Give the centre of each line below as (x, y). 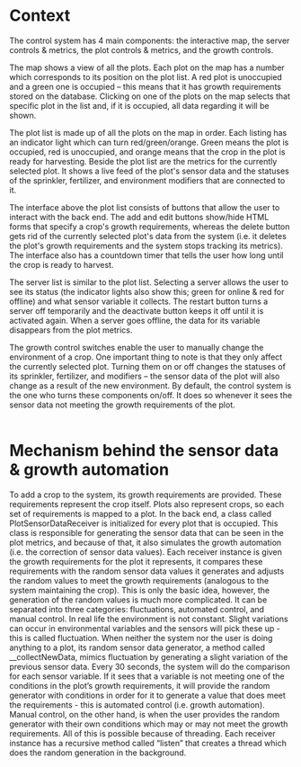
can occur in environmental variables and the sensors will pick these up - (145, 628)
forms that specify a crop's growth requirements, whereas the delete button (150, 227)
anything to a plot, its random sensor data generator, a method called (137, 647)
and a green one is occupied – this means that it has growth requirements (145, 86)
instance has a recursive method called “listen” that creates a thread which (148, 743)
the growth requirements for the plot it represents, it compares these (136, 561)
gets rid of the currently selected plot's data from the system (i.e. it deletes (148, 236)
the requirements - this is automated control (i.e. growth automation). (137, 705)
